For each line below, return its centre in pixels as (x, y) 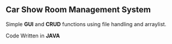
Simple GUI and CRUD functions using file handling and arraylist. (86, 24)
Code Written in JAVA (33, 36)
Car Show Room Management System (78, 10)
